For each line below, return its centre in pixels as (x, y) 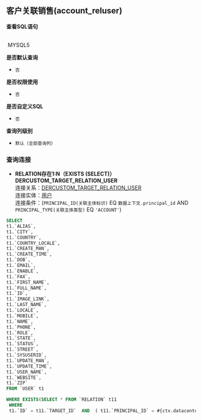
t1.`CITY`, (20, 232)
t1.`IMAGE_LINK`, (28, 299)
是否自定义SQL (25, 106)
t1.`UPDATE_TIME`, (29, 366)
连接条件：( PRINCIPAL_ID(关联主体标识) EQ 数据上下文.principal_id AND (102, 203)
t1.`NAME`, (20, 321)
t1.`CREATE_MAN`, (28, 249)
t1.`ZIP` (17, 383)
